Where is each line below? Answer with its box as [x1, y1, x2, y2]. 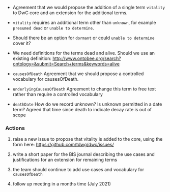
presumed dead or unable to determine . [12, 25, 94, 31]
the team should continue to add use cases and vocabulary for [12, 167, 144, 173]
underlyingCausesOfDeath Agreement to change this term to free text [12, 86, 156, 92]
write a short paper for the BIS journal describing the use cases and [12, 151, 155, 157]
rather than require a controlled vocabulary [12, 91, 103, 97]
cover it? [12, 40, 32, 46]
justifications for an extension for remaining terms [12, 157, 118, 163]
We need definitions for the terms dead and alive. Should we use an [12, 50, 155, 56]
